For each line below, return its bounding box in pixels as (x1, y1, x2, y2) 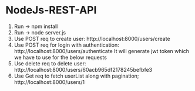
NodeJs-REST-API (5, 3, 97, 17)
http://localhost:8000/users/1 (14, 78, 85, 85)
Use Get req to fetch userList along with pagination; (14, 72, 139, 79)
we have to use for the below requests (14, 54, 107, 61)
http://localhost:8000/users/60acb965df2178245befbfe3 (14, 66, 153, 73)
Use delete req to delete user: (14, 60, 86, 67)
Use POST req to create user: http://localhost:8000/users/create (14, 35, 171, 42)
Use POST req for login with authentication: (14, 41, 120, 48)
